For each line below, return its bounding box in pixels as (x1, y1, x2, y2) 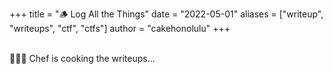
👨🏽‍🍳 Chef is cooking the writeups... (9, 53, 156, 64)
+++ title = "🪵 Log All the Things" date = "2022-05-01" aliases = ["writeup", (9, 8, 324, 20)
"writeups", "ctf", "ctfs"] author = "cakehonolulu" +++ (9, 23, 231, 34)
